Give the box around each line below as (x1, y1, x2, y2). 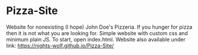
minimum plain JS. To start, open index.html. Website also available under (6, 36, 186, 43)
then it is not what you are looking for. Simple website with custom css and (6, 29, 188, 36)
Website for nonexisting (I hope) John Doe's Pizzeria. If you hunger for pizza (6, 23, 193, 30)
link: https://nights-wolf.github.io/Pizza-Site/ (6, 42, 114, 49)
